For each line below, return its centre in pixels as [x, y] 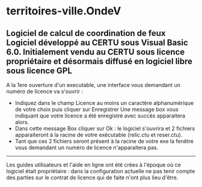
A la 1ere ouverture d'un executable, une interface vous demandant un [93, 85]
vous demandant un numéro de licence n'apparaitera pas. [87, 147]
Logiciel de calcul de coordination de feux [86, 33]
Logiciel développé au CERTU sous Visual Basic [97, 42]
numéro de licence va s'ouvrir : [44, 91]
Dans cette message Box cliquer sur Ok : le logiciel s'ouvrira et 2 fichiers [105, 128]
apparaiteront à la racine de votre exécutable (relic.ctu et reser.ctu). [99, 135]
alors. [22, 122]
